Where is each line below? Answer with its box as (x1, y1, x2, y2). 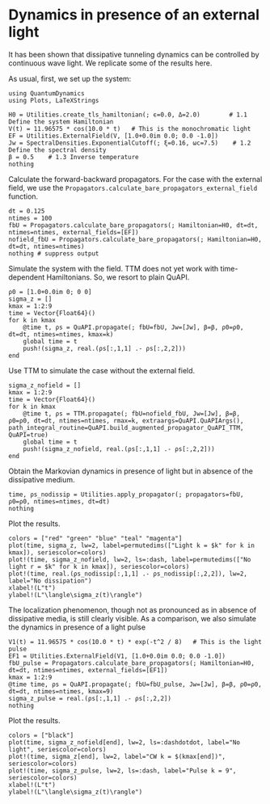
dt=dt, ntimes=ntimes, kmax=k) (8, 330, 114, 339)
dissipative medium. (8, 474, 75, 484)
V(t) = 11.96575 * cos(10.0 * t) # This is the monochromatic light (8, 124, 251, 133)
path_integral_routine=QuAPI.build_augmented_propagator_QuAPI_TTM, (8, 423, 244, 431)
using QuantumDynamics (8, 89, 85, 98)
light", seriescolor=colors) (8, 745, 107, 753)
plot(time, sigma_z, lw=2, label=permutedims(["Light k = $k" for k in (8, 541, 255, 549)
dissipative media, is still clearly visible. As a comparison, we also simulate (8, 613, 257, 623)
